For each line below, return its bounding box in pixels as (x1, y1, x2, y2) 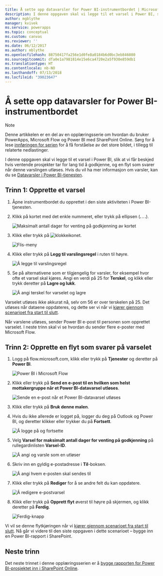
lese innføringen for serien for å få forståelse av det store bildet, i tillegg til (5, 142, 153, 148)
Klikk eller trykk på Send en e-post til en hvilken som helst (12, 380, 130, 386)
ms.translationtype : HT (5, 61, 53, 66)
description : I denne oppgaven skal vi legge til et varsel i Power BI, (5, 12, 155, 17)
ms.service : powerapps (5, 25, 51, 30)
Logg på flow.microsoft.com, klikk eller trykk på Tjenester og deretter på (12, 356, 158, 362)
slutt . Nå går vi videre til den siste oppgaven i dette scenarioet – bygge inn (5, 528, 153, 534)
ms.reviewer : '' (5, 39, 38, 44)
